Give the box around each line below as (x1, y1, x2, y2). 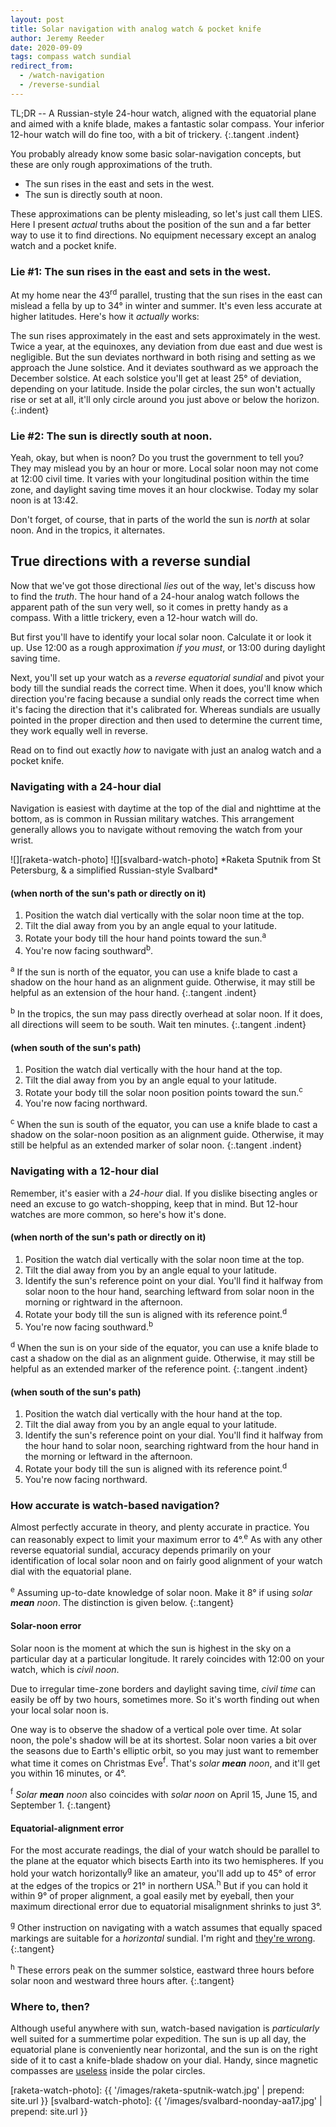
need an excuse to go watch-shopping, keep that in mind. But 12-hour (10, 1197, 299, 1210)
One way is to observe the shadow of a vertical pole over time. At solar (10, 1723, 302, 1735)
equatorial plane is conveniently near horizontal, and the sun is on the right (10, 2044, 318, 2056)
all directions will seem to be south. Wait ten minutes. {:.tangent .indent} (10, 1018, 307, 1030)
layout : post (10, 14, 65, 25)
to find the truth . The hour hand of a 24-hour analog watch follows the (10, 590, 300, 602)
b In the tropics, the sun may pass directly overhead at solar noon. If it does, (10, 1006, 323, 1020)
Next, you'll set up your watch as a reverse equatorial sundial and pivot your (10, 671, 325, 683)
